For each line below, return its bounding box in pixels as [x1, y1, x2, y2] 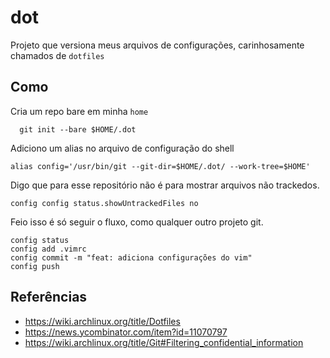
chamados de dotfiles [10, 49, 105, 61]
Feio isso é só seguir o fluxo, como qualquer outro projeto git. [10, 216, 264, 228]
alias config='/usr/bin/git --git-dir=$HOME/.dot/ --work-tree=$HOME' [10, 161, 311, 171]
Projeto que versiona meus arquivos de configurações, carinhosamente [10, 39, 305, 51]
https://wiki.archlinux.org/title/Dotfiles [24, 315, 181, 327]
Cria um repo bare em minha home [10, 105, 149, 117]
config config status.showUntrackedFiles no [10, 198, 199, 208]
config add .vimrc [10, 244, 87, 254]
